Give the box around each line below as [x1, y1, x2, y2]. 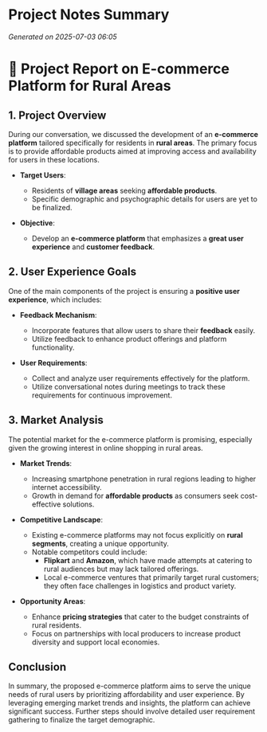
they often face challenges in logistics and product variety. [43, 581, 237, 590]
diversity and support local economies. [31, 637, 160, 647]
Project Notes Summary [8, 6, 170, 24]
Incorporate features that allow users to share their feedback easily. [31, 325, 256, 335]
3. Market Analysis [8, 413, 104, 427]
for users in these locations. [8, 155, 100, 164]
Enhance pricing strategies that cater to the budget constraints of [31, 612, 249, 621]
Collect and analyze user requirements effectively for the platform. [31, 373, 250, 383]
